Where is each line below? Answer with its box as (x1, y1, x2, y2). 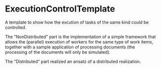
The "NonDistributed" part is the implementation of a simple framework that (5, 34, 156, 40)
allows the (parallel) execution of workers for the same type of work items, (5, 39, 153, 44)
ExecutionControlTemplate (5, 3, 115, 14)
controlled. (5, 24, 27, 30)
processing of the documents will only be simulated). (5, 49, 111, 55)
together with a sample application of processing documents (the (5, 44, 135, 50)
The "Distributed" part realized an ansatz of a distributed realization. (5, 58, 141, 64)
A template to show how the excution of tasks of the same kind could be (5, 19, 149, 25)
